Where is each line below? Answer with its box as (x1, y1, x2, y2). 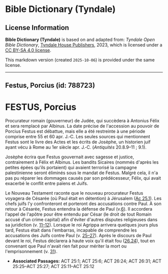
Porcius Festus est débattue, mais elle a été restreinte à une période (5, 128, 145, 134)
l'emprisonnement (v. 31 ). (5, 249, 57, 255)
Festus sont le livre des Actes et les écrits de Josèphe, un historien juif (5, 139, 151, 145)
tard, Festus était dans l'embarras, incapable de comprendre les (5, 227, 137, 233)
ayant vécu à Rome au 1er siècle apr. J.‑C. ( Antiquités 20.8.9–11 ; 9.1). (5, 144, 146, 150)
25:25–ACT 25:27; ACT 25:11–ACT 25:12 (12, 264, 95, 270)
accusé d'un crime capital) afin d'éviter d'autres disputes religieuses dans (5, 217, 157, 223)
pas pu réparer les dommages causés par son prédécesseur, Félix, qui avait (5, 175, 161, 181)
